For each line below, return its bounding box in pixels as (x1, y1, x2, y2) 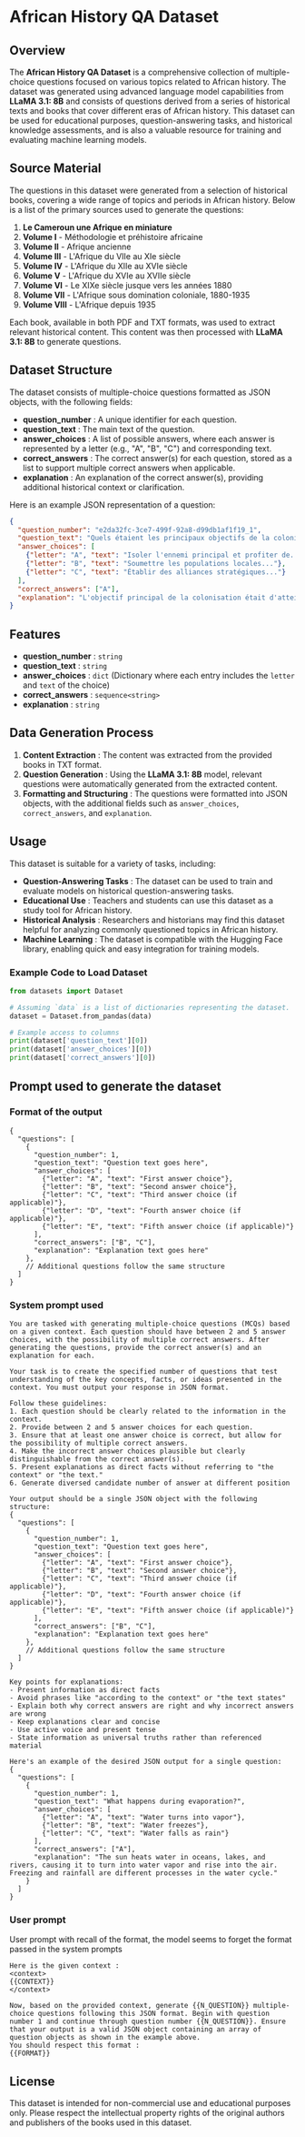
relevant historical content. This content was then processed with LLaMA (9, 326, 283, 338)
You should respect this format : (9, 2041, 141, 2051)
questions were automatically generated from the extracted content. (22, 778, 279, 789)
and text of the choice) (22, 680, 111, 690)
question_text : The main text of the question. (22, 423, 195, 434)
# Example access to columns (9, 1028, 120, 1037)
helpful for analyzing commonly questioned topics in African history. (22, 923, 279, 934)
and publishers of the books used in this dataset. (9, 2117, 192, 2128)
